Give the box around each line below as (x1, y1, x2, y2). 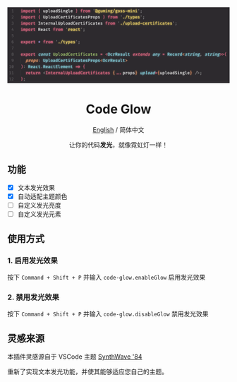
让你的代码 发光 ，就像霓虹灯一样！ (69, 141, 168, 149)
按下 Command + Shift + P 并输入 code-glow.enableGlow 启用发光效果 (7, 273, 206, 281)
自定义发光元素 (17, 210, 61, 218)
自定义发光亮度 (17, 201, 61, 210)
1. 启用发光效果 (7, 256, 59, 265)
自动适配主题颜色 (17, 192, 68, 201)
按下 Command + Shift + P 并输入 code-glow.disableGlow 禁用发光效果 (7, 310, 209, 318)
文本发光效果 (17, 184, 55, 192)
